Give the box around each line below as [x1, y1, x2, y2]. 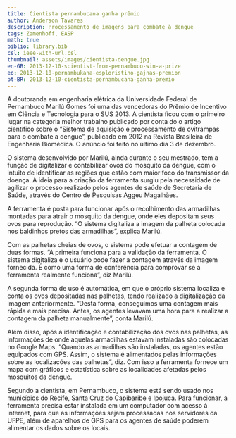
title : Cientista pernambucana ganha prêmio [7, 10, 140, 18]
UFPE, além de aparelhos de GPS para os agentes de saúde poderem [7, 416, 209, 425]
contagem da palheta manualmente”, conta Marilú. [7, 314, 154, 323]
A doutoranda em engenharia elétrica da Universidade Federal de [7, 95, 197, 104]
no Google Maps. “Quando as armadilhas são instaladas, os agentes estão [7, 343, 223, 351]
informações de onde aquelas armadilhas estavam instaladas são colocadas [7, 335, 229, 344]
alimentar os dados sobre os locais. [7, 424, 111, 432]
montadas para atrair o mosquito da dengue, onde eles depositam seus [7, 212, 215, 220]
